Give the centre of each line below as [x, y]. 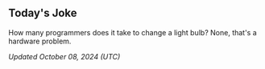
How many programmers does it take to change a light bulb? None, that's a [133, 32]
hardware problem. [40, 41]
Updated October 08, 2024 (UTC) [64, 56]
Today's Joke [43, 13]
